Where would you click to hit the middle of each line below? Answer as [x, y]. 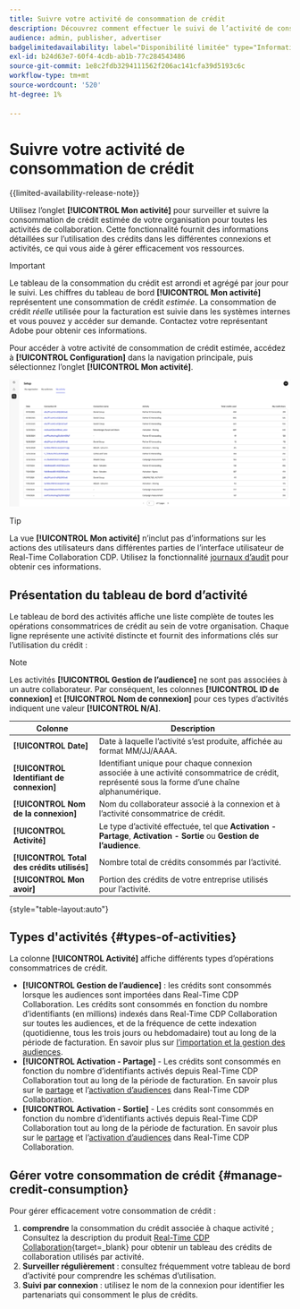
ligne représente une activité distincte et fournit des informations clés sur [144, 636]
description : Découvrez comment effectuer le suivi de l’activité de [142, 28]
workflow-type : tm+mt [50, 76]
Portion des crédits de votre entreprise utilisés [183, 880]
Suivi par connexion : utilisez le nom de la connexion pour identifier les [153, 1286]
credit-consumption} [69, 1189]
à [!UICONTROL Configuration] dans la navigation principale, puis [131, 357]
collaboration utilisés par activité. [83, 1257]
